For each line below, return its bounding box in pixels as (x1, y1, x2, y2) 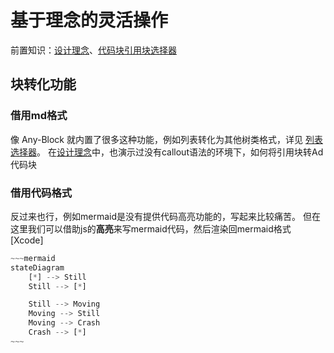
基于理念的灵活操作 (10, 9, 169, 32)
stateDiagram (10, 262, 65, 273)
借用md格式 (10, 109, 68, 123)
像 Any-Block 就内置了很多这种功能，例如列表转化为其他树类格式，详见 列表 (10, 133, 323, 145)
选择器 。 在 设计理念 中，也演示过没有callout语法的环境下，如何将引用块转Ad (10, 146, 324, 158)
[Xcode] (10, 234, 44, 246)
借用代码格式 (10, 186, 73, 200)
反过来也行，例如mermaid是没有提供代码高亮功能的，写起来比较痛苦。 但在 (10, 210, 321, 222)
